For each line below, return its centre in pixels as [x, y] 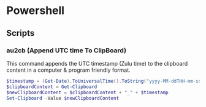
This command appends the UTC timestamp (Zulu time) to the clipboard [97, 63]
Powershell [36, 11]
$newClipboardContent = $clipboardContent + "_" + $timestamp [87, 92]
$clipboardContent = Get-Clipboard [52, 87]
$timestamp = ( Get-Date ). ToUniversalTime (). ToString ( [77, 81]
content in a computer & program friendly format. [68, 70]
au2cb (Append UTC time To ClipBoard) [67, 50]
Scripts [21, 33]
